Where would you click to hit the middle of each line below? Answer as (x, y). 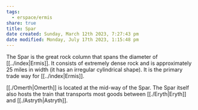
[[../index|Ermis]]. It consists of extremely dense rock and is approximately (99, 63)
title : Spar (21, 29)
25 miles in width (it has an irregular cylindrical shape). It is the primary (94, 69)
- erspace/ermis (32, 17)
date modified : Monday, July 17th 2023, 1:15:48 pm (72, 40)
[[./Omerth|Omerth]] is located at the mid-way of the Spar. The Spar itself (98, 87)
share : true (21, 23)
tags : (13, 12)
